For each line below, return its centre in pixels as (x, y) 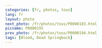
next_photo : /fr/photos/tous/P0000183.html (51, 24)
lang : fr (14, 14)
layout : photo (20, 19)
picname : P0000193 (24, 28)
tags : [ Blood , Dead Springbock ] (39, 38)
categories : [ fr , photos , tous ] (39, 10)
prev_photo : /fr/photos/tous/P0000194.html (51, 33)
